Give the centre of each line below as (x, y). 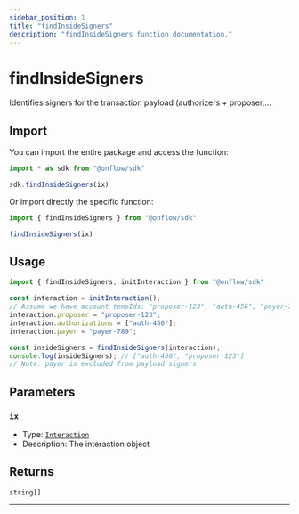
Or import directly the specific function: (81, 201)
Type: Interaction (56, 434)
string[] (25, 492)
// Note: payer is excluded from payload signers (103, 364)
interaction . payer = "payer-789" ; (73, 331)
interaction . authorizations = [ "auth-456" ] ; (93, 323)
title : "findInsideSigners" (61, 26)
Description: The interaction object (85, 444)
